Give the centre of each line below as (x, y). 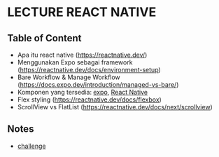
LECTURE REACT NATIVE (82, 12)
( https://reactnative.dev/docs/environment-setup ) (89, 70)
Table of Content (44, 38)
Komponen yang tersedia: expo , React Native (83, 92)
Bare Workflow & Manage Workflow (69, 77)
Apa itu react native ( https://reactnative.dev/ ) (82, 55)
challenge (31, 146)
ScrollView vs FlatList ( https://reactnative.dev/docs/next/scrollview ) (115, 107)
